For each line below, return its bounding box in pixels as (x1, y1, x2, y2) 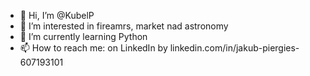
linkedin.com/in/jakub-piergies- (169, 42, 300, 54)
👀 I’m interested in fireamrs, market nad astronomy (19, 20, 229, 32)
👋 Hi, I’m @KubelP (19, 10, 95, 21)
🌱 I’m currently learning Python (19, 31, 148, 42)
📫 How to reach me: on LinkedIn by (19, 42, 168, 54)
